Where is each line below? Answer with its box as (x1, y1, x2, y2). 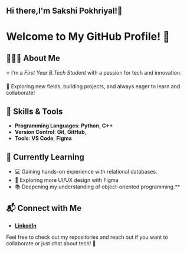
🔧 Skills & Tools (6, 106, 63, 116)
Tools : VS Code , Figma (14, 134, 72, 142)
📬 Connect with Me (6, 203, 81, 213)
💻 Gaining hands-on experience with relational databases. (14, 168, 158, 175)
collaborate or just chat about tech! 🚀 (6, 239, 96, 246)
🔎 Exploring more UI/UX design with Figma (14, 177, 119, 184)
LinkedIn (14, 222, 37, 229)
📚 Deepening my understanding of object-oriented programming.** (14, 183, 181, 190)
